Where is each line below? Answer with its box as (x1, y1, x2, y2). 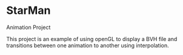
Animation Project (6, 24, 51, 31)
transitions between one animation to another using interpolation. (6, 42, 170, 49)
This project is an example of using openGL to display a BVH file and (6, 35, 178, 42)
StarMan (6, 4, 51, 18)
